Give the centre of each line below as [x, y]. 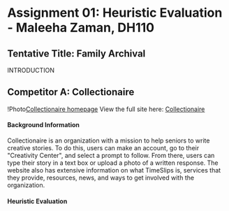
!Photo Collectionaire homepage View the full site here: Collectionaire [106, 109]
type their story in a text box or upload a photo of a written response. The [113, 163]
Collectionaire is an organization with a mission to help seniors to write [109, 140]
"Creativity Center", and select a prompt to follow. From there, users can [111, 156]
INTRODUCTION [31, 70]
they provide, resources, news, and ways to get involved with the [101, 178]
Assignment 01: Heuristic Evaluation [115, 13]
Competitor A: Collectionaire [71, 92]
